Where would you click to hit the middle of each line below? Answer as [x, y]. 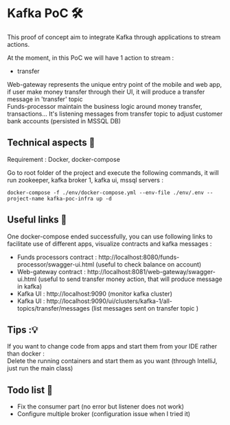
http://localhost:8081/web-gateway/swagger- [151, 271]
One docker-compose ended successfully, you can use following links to [110, 236]
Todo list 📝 [30, 390]
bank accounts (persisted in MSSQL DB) [64, 121]
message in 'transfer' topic [45, 99]
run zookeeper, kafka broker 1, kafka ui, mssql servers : [85, 180]
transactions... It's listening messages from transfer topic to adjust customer [115, 114]
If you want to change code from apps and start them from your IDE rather [112, 346]
